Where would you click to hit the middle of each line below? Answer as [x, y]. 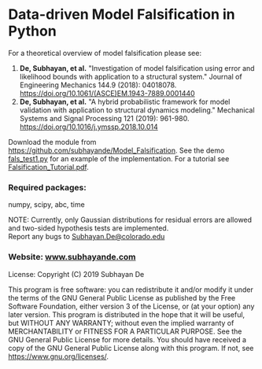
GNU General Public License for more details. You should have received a [127, 339]
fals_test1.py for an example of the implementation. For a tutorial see [119, 158]
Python [32, 31]
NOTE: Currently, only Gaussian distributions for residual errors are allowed [130, 220]
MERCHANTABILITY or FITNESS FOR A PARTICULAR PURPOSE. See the [125, 331]
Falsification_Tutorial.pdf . [48, 167]
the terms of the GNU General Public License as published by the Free [122, 297]
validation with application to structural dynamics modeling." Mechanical [137, 110]
